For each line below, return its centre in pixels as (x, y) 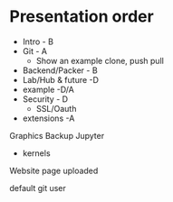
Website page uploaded (54, 170)
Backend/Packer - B (60, 70)
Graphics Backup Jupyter (57, 135)
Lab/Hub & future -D (61, 79)
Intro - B (38, 41)
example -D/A (48, 89)
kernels (37, 153)
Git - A (35, 50)
